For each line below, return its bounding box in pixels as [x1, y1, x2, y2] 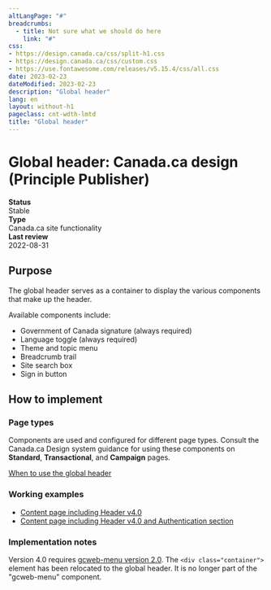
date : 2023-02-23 [8, 72, 67, 81]
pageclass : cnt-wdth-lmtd [8, 111, 96, 119]
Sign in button [19, 369, 67, 378]
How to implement [8, 392, 103, 407]
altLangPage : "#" [8, 11, 67, 20]
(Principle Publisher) [8, 170, 150, 189]
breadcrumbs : [8, 20, 53, 28]
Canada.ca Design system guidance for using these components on [8, 444, 235, 454]
